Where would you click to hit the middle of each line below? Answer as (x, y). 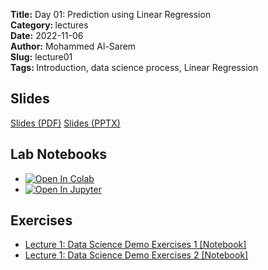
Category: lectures (49, 25)
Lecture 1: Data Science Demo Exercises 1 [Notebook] (135, 245)
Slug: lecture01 (41, 57)
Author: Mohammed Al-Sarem (73, 46)
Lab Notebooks (59, 154)
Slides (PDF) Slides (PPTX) (65, 123)
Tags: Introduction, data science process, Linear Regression (134, 67)
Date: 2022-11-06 (47, 35)
